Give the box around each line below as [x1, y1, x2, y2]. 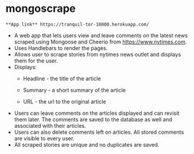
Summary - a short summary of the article [23, 86, 126, 93]
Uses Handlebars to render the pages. [14, 44, 108, 52]
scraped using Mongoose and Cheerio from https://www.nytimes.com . [14, 38, 187, 45]
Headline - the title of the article [23, 75, 101, 82]
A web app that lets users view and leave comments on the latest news [14, 32, 188, 39]
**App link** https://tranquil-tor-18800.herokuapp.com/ [5, 21, 150, 27]
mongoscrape [5, 2, 76, 15]
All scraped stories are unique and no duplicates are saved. [14, 141, 160, 148]
